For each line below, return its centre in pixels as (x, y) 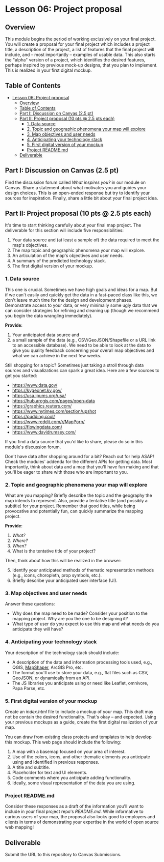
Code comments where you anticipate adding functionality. (72, 777)
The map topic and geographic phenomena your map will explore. (79, 250)
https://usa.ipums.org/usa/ (39, 395)
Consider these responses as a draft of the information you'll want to (74, 806)
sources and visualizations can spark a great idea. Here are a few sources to (82, 370)
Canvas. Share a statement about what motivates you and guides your (76, 187)
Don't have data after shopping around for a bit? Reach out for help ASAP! (80, 456)
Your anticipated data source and (46, 335)
